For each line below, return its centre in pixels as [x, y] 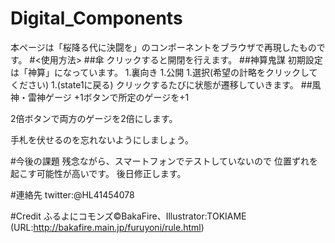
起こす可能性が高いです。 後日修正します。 [98, 173]
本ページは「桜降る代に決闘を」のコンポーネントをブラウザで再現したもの [163, 47]
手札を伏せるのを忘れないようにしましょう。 [102, 139]
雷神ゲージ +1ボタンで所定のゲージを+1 [108, 97]
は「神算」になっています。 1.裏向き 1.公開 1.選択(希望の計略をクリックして [164, 72]
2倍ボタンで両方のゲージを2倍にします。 [94, 118]
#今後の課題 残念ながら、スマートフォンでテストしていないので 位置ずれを [164, 161]
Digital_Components [96, 18]
